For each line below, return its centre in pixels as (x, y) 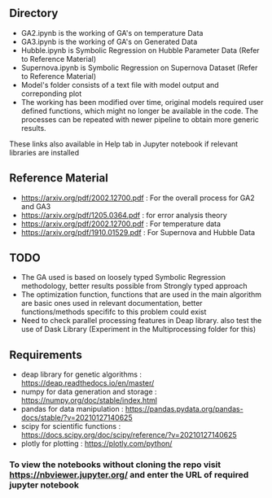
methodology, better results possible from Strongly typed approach (134, 286)
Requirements (46, 354)
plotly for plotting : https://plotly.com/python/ (97, 443)
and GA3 (36, 206)
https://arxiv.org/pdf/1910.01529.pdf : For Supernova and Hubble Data (138, 232)
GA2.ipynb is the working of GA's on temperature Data (112, 33)
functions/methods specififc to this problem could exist (114, 312)
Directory (34, 13)
